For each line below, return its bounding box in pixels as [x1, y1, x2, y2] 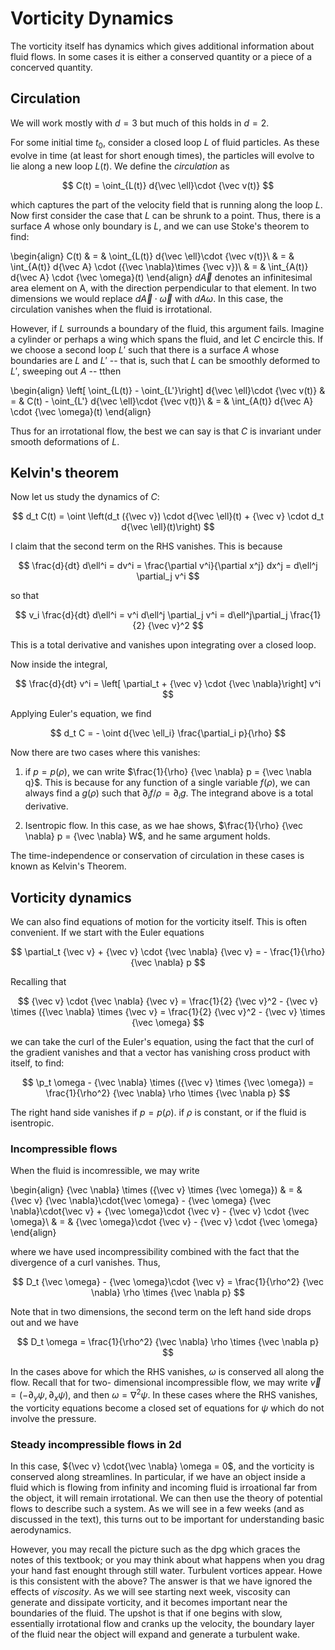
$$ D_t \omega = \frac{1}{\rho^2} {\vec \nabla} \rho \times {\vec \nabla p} [16, 1336, 320, 1348]
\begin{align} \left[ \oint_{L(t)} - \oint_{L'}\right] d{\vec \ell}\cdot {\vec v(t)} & [10, 384, 326, 396]
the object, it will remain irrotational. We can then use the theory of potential [10, 1492, 323, 1504]
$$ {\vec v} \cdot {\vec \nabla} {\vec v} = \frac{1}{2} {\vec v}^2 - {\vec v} [17, 995, 319, 1007]
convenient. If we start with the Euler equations [10, 926, 205, 938]
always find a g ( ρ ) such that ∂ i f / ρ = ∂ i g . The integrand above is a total [24, 787, 314, 802]
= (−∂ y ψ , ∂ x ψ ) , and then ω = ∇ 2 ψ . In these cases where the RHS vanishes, [10, 1387, 318, 1403]
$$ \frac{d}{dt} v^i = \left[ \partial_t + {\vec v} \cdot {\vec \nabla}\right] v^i [14, 678, 322, 690]
